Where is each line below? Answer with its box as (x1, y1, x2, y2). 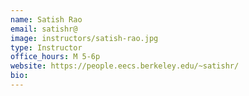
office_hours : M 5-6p (10, 52, 101, 62)
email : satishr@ (10, 24, 78, 34)
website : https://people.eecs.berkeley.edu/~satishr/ (10, 61, 240, 71)
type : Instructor (10, 42, 83, 53)
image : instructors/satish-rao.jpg (10, 33, 159, 43)
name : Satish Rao (10, 14, 83, 25)
